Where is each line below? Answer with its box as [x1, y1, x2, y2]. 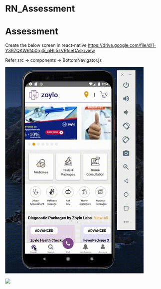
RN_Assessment [5, 3, 75, 14]
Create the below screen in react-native [5, 42, 87, 48]
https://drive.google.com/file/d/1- [87, 42, 156, 48]
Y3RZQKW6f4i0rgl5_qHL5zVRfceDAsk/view [5, 48, 95, 54]
